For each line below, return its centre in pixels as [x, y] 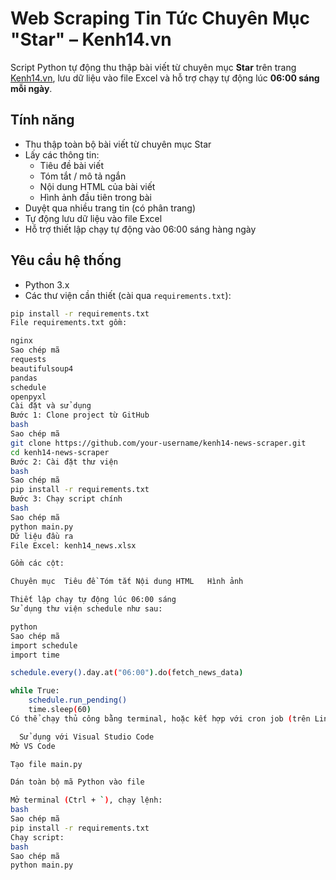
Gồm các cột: [37, 563]
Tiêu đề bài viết [71, 165]
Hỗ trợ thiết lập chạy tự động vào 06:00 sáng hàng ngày [140, 229]
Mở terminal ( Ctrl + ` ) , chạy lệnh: [86, 800]
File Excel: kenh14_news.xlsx [73, 545]
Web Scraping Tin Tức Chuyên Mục [160, 18]
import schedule [44, 645]
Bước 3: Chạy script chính [66, 499]
